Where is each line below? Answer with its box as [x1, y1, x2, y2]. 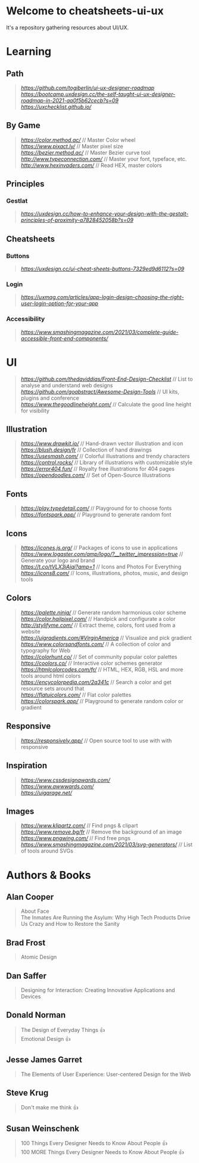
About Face [20, 907, 49, 915]
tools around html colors [20, 672, 81, 679]
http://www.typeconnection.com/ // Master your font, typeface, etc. [20, 155, 187, 162]
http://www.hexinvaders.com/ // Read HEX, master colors [20, 161, 162, 169]
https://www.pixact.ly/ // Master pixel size [20, 142, 123, 150]
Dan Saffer [6, 971, 46, 981]
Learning [6, 45, 52, 58]
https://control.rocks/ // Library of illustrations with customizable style [20, 459, 192, 466]
